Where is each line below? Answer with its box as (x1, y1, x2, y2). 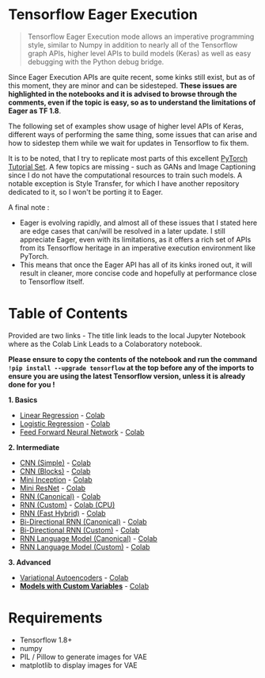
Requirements (8, 609, 103, 627)
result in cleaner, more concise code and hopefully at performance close (19, 268, 257, 278)
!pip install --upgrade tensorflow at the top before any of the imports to (8, 363, 255, 372)
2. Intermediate (8, 442, 60, 452)
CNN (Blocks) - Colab (19, 466, 91, 476)
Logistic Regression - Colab (19, 418, 111, 429)
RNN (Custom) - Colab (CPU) (19, 500, 115, 509)
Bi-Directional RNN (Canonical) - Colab (19, 516, 148, 526)
